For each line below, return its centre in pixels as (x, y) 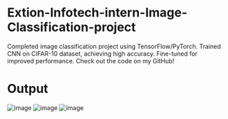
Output (28, 89)
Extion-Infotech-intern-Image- (97, 13)
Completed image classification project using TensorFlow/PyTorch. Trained (114, 46)
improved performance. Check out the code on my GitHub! (91, 61)
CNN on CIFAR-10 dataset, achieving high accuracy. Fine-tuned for (103, 54)
